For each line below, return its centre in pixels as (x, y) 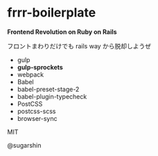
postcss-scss (36, 111)
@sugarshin (24, 145)
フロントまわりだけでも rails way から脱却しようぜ (79, 46)
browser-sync (37, 118)
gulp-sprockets (40, 67)
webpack (30, 75)
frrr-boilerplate (52, 13)
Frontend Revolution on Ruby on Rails (62, 32)
